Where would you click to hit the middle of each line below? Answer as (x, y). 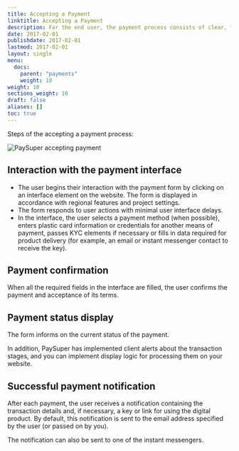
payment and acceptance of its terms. (63, 295)
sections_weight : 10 (38, 93)
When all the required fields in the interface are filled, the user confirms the (117, 288)
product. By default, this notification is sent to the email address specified (116, 419)
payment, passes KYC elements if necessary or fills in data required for (122, 233)
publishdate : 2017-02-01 (44, 41)
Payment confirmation (58, 270)
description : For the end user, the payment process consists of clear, (117, 27)
